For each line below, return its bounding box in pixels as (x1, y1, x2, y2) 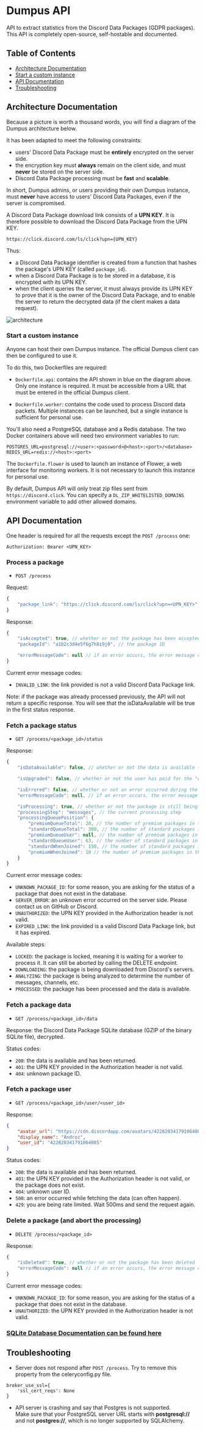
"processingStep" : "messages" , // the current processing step (17, 809, 182, 815)
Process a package (6, 558, 64, 566)
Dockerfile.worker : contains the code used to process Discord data (15, 400, 186, 408)
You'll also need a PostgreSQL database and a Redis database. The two (6, 425, 186, 433)
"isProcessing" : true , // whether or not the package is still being (17, 804, 198, 810)
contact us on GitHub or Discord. (15, 903, 98, 910)
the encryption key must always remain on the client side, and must (15, 161, 186, 169)
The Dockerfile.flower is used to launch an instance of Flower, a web (6, 460, 182, 467)
